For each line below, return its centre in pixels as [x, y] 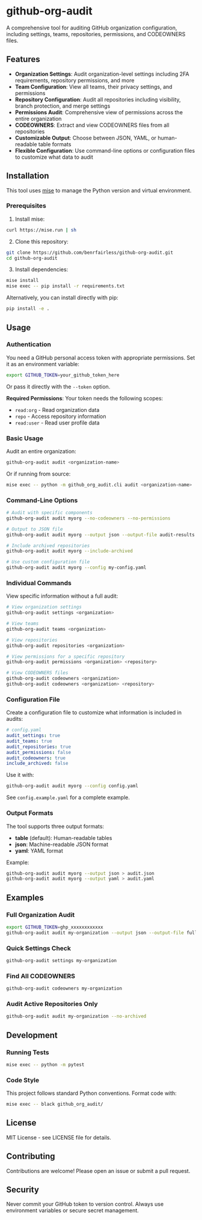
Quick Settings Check [38, 948]
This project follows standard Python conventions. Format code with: [92, 1093]
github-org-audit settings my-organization [62, 961]
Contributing [31, 1157]
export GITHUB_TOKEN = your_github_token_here [63, 375]
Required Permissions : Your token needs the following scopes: [85, 398]
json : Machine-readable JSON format [61, 844]
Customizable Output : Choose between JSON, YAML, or [86, 138]
